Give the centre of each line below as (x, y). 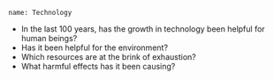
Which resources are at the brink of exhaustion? (108, 57)
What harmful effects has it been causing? (98, 66)
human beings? (49, 38)
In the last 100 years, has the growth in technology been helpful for (143, 29)
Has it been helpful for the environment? (95, 47)
